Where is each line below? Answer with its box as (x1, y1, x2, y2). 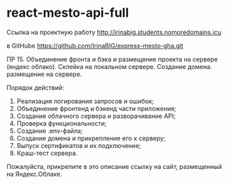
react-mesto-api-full (6, 5, 129, 21)
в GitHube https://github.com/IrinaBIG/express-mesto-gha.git (6, 41, 184, 50)
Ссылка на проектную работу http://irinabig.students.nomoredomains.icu (6, 28, 221, 36)
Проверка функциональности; (16, 119, 108, 127)
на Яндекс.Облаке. (6, 170, 62, 178)
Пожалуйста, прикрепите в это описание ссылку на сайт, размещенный (6, 162, 223, 170)
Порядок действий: (6, 83, 64, 91)
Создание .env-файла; (16, 126, 83, 135)
